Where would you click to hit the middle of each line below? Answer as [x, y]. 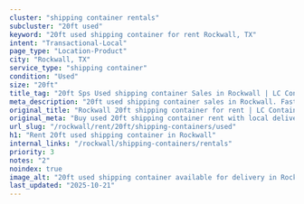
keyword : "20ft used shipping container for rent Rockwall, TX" [133, 34]
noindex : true [36, 169]
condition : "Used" [44, 77]
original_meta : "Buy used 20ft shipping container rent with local [139, 118]
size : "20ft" [34, 85]
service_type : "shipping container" [78, 69]
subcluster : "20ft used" [56, 26]
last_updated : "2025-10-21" [62, 186]
